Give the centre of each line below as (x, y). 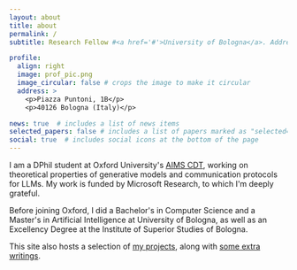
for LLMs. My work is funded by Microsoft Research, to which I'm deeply (141, 184)
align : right (41, 66)
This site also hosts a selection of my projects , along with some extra (135, 246)
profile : (25, 58)
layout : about (35, 17)
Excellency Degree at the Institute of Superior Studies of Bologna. (129, 229)
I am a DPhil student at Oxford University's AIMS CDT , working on (129, 165)
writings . (25, 256)
